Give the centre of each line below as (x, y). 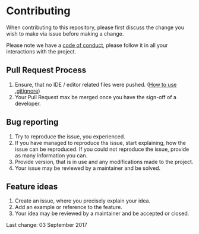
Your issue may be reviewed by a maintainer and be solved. (88, 168)
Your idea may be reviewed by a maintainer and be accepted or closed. (102, 214)
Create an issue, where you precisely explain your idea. (83, 201)
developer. (28, 103)
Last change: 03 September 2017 (47, 225)
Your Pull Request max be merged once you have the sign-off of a (96, 97)
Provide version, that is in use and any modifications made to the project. (104, 162)
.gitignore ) (27, 91)
